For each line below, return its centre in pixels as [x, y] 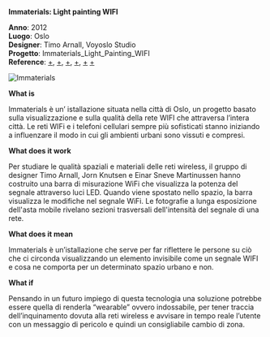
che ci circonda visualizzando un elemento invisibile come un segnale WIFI [133, 258]
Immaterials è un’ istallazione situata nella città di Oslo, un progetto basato [133, 109]
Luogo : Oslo [29, 36]
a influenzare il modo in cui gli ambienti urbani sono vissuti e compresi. [127, 135]
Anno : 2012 [28, 27]
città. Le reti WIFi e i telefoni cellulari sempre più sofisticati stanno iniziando [134, 126]
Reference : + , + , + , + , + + [51, 62]
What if [21, 283]
